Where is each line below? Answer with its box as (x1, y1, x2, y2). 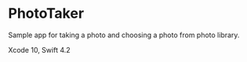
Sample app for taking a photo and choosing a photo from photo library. (8, 30, 240, 40)
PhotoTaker (8, 5, 85, 22)
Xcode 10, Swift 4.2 (8, 45, 71, 54)
